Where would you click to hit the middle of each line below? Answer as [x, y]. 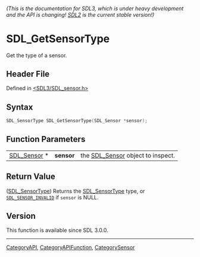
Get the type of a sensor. [37, 55]
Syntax [20, 107]
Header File [28, 74]
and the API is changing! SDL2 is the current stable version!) [80, 14]
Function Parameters [46, 139]
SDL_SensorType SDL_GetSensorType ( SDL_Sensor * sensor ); [77, 121]
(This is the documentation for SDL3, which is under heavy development [95, 8]
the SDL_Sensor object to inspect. [128, 155]
